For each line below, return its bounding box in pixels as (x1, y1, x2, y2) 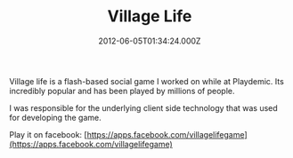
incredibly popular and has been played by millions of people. (9, 85, 235, 96)
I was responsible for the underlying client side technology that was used (9, 102, 278, 113)
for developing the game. (9, 112, 102, 122)
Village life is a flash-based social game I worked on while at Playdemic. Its (9, 75, 285, 86)
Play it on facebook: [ (9, 129, 87, 139)
